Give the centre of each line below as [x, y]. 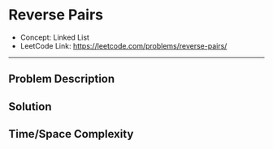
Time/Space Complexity [71, 134]
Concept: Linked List [54, 37]
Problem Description [62, 79]
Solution [30, 106]
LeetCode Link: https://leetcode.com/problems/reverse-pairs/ [123, 45]
